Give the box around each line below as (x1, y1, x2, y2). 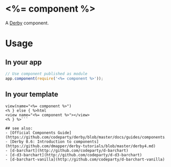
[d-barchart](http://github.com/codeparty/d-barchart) (10, 148, 129, 153)
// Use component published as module (5, 71, 88, 76)
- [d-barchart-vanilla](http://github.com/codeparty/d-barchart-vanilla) (5, 157, 165, 162)
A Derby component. (5, 20, 49, 26)
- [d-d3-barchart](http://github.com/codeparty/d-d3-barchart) (5, 152, 142, 157)
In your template (5, 90, 59, 99)
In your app (5, 58, 42, 66)
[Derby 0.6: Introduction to (10, 139, 72, 144)
